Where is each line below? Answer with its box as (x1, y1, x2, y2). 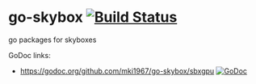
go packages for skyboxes (8, 35, 97, 44)
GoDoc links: (8, 50, 51, 60)
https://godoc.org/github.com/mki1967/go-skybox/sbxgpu (19, 65, 215, 76)
